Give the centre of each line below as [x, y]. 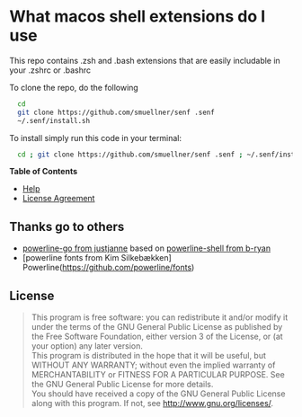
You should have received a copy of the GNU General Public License [158, 394]
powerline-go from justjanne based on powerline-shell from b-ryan [147, 248]
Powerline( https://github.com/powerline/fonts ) [108, 268]
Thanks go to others [67, 226]
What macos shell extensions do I [138, 17]
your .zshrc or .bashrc [50, 70]
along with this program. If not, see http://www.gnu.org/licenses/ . [152, 404]
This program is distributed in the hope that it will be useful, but [149, 356]
